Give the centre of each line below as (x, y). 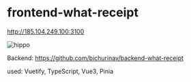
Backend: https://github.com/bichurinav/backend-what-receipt (95, 58)
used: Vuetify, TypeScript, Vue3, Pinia (60, 71)
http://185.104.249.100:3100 (46, 31)
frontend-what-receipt (73, 13)
